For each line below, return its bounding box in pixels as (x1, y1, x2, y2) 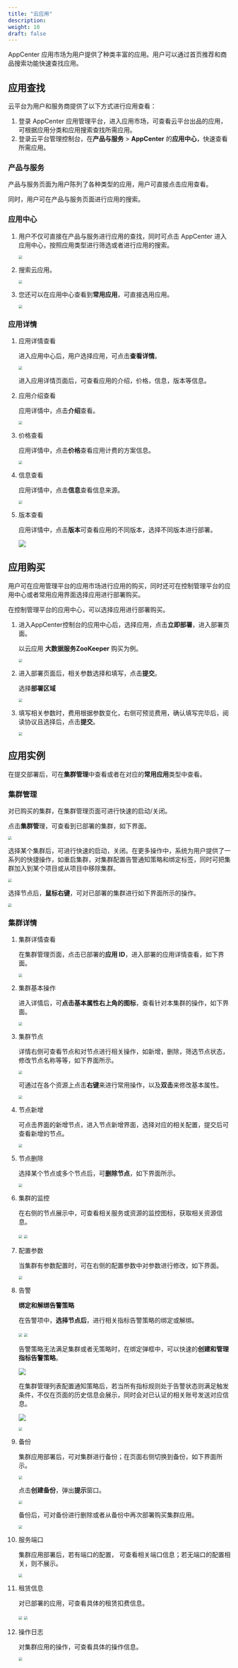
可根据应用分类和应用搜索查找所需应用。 (18, 126, 136, 134)
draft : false (8, 30, 47, 37)
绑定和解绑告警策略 (18, 1301, 75, 1310)
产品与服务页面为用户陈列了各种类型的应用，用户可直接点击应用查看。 (8, 180, 213, 189)
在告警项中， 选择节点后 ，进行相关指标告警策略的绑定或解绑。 (18, 1316, 198, 1325)
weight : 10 (8, 23, 40, 30)
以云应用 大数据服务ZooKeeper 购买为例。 (18, 644, 143, 653)
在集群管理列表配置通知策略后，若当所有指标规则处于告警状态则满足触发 (18, 1382, 229, 1390)
